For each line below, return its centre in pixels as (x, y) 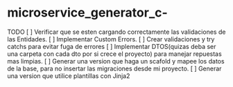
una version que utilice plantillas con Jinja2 (69, 76)
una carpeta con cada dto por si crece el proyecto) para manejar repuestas (114, 54)
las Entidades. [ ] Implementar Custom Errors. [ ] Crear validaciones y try (111, 39)
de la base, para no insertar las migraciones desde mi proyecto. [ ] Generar (114, 68)
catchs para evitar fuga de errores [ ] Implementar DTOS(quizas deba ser (112, 46)
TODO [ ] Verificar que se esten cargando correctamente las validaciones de (116, 32)
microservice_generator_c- (87, 13)
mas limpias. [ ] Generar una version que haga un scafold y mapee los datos (116, 61)
